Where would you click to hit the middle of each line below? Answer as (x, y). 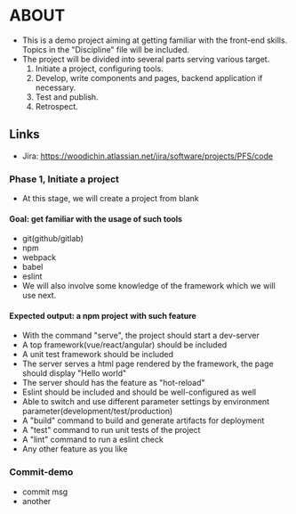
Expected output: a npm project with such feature (103, 315)
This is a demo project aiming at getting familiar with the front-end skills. (155, 40)
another (36, 501)
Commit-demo (41, 472)
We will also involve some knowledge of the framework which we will (148, 286)
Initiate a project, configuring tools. (100, 69)
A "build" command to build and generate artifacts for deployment (143, 420)
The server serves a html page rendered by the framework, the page (148, 364)
